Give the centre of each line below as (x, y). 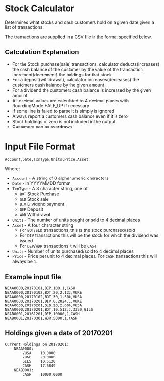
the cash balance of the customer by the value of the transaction (77, 69)
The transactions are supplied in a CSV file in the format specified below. (79, 37)
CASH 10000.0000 (43, 375)
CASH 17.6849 (39, 366)
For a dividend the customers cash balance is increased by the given (82, 90)
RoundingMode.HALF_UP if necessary (51, 105)
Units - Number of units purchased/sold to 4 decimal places (73, 251)
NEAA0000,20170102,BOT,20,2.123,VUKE (44, 292)
